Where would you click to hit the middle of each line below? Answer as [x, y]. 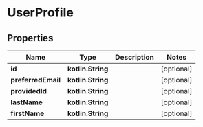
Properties [30, 38]
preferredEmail [35, 80]
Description [135, 57]
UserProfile [40, 13]
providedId [29, 91]
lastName [27, 102]
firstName [28, 113]
